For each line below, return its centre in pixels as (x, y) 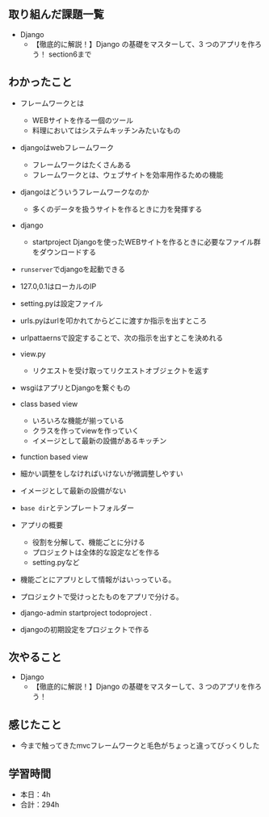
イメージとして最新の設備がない (73, 490)
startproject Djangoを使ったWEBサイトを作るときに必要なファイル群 (146, 241)
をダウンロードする (64, 252)
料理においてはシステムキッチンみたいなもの (106, 130)
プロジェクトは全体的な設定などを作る (96, 552)
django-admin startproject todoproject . (86, 613)
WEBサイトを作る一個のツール (82, 120)
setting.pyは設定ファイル (61, 303)
